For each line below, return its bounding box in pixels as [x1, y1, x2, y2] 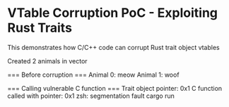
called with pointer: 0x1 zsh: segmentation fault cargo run [7, 92, 175, 100]
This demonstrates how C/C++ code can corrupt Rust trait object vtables [7, 43, 221, 51]
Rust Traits [7, 20, 73, 36]
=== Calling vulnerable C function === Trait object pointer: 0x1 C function [7, 84, 223, 92]
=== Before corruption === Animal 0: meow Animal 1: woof [7, 70, 180, 79]
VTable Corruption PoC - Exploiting [7, 5, 218, 21]
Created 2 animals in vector [7, 56, 88, 65]
